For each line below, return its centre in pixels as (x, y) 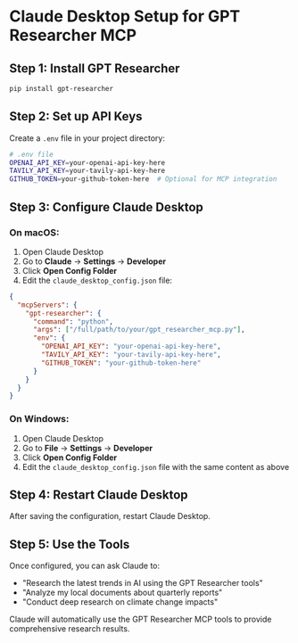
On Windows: (39, 419)
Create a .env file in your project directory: (87, 138)
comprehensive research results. (70, 629)
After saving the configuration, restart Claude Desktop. (110, 516)
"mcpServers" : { (47, 305)
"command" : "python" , (73, 321)
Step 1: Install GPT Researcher (95, 68)
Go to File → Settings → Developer (87, 448)
